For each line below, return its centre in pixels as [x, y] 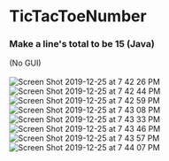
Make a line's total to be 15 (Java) [82, 44]
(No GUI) [25, 63]
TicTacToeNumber [78, 16]
